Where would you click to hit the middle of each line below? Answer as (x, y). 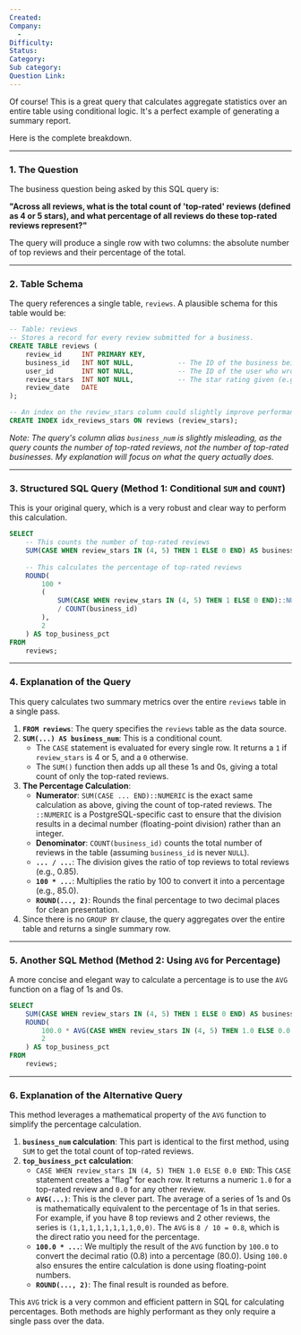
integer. (50, 833)
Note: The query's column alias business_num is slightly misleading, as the (146, 438)
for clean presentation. (77, 909)
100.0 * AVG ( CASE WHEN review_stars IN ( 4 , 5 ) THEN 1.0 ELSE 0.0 (166, 1031)
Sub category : (36, 68)
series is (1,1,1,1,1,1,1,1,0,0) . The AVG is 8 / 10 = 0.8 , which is (158, 1227)
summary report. (40, 120)
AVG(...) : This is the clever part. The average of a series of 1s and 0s (163, 1199)
